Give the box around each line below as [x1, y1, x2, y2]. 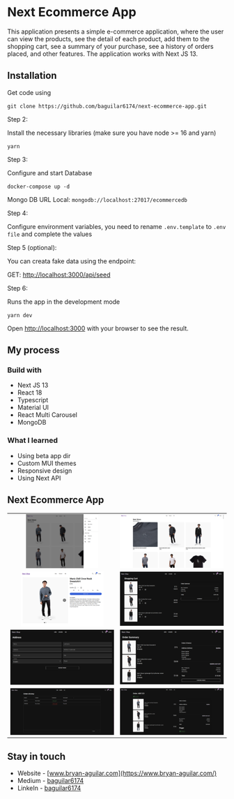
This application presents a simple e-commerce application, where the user [7, 27, 224, 36]
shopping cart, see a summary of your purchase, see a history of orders [7, 42, 214, 50]
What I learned [7, 436, 58, 446]
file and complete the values [7, 230, 93, 238]
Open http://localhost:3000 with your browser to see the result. [7, 324, 189, 332]
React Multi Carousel [17, 411, 78, 419]
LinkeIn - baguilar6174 [17, 784, 81, 793]
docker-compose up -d [7, 183, 70, 190]
